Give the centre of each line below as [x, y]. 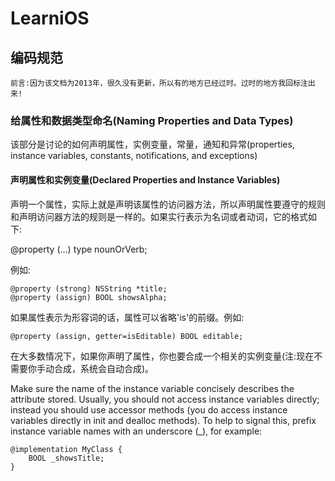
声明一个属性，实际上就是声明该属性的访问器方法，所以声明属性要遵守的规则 [168, 204]
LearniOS [50, 18]
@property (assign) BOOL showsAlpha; [89, 297]
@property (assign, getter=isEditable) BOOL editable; [127, 336]
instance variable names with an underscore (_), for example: [136, 431]
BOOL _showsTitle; [66, 458]
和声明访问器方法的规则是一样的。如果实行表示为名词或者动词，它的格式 [159, 216]
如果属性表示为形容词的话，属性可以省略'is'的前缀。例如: [127, 317]
